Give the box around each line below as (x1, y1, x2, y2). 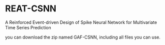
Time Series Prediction (5, 24, 51, 30)
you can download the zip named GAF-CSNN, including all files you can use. (5, 34, 161, 40)
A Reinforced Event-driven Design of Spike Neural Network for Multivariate (5, 19, 157, 25)
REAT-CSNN (5, 3, 57, 14)
